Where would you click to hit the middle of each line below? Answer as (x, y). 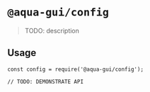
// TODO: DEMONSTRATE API (45, 81)
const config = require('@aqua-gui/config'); (75, 69)
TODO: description (52, 30)
